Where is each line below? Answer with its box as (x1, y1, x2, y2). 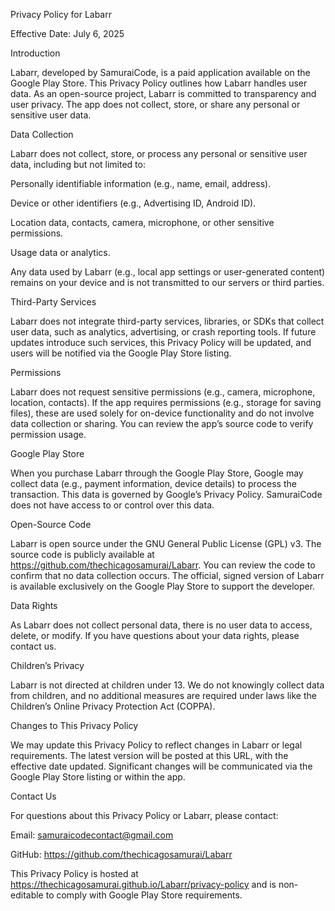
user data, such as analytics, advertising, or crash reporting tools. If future (10, 326, 317, 338)
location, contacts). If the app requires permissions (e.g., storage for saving (10, 397, 322, 408)
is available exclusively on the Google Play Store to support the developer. (10, 580, 316, 592)
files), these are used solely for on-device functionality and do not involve (10, 407, 315, 419)
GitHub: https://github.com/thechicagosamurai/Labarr (10, 849, 233, 860)
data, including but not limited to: (10, 159, 146, 170)
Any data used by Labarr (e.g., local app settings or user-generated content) (10, 266, 326, 278)
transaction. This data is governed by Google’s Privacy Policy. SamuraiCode (10, 489, 323, 500)
